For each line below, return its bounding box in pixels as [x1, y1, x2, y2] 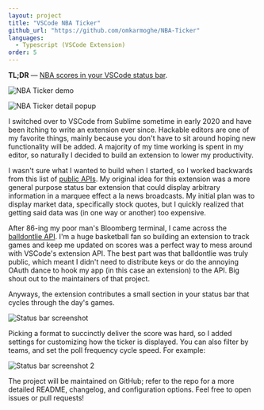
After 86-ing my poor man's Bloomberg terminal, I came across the [8, 223, 228, 233]
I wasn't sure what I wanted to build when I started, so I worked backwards [8, 166, 254, 175]
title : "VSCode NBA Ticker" [8, 19, 101, 27]
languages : [8, 33, 44, 42]
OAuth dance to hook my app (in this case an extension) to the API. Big [8, 265, 240, 275]
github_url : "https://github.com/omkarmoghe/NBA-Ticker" [8, 26, 201, 34]
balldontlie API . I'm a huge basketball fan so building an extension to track [8, 232, 250, 241]
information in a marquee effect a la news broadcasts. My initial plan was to [8, 191, 255, 200]
